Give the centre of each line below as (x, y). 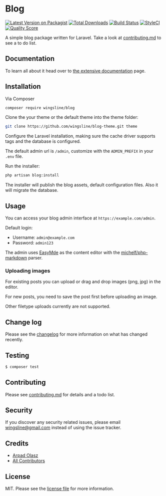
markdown (16, 258)
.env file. (14, 156)
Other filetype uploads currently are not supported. (58, 307)
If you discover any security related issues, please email (63, 422)
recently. (14, 340)
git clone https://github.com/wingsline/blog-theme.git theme (71, 127)
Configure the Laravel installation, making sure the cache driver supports (80, 136)
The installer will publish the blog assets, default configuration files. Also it (82, 185)
